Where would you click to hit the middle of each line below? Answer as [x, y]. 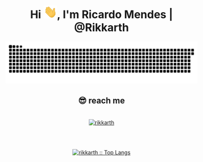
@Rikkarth [102, 28]
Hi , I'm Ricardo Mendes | [102, 15]
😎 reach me [102, 101]
